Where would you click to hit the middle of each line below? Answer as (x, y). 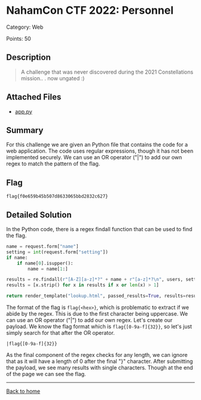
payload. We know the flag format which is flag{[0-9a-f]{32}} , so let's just (99, 326)
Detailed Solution (39, 215)
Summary (25, 130)
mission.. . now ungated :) (53, 78)
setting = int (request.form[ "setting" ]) (57, 252)
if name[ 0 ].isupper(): (45, 263)
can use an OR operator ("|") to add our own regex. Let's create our (89, 320)
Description (28, 57)
